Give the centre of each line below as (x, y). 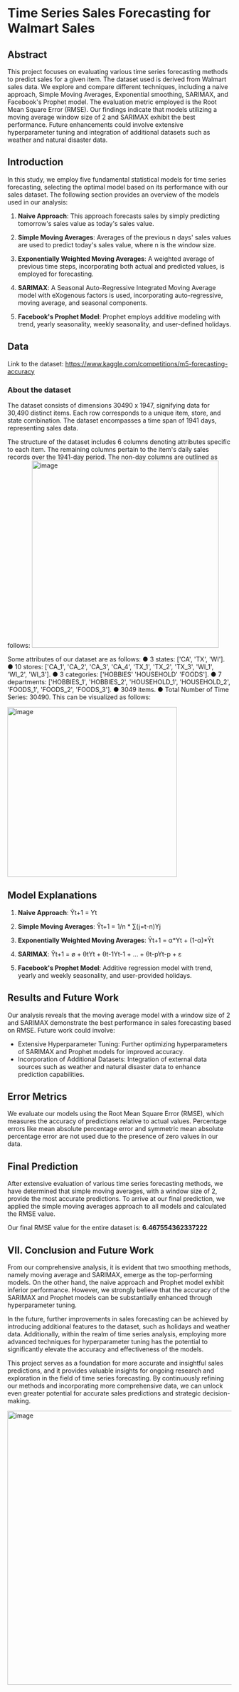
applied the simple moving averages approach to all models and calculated (117, 1207)
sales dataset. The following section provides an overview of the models (113, 195)
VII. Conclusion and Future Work (81, 1250)
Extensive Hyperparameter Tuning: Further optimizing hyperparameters (122, 1044)
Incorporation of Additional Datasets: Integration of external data (112, 1059)
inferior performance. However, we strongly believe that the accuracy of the (118, 1290)
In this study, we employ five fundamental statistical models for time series (117, 179)
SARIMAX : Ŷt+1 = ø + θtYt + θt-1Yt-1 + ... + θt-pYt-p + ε (100, 954)
